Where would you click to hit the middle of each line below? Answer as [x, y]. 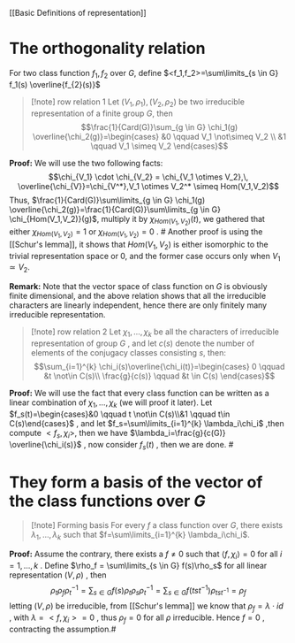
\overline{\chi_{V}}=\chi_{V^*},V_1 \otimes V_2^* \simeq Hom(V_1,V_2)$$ [148, 186]
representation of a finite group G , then [102, 113]
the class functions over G [107, 501]
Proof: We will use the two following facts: [86, 163]
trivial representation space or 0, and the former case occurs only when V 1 [145, 257]
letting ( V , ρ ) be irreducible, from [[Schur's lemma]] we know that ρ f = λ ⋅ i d [147, 607]
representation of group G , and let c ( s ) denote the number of [142, 343]
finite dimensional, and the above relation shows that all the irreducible [138, 296]
